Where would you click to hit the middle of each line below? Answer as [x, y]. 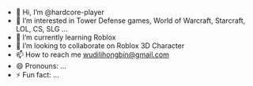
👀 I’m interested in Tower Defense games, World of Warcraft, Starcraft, [130, 21]
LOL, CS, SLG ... [42, 29]
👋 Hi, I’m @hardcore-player [60, 12]
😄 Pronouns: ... [41, 66]
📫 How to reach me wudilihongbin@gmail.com [93, 54]
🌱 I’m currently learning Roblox [66, 37]
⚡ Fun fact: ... [37, 75]
